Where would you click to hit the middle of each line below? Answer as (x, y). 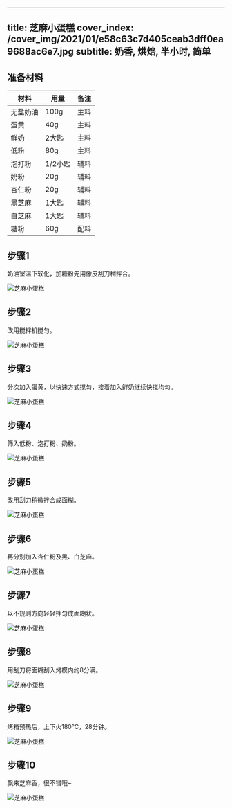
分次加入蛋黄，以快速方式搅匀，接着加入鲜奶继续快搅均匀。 (92, 387)
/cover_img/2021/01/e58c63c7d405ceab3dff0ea (116, 39)
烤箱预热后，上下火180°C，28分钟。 (59, 726)
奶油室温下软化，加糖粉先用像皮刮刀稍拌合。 (71, 273)
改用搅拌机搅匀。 (31, 330)
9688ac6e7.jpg (41, 52)
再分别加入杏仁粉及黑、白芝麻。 (52, 557)
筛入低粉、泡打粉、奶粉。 (43, 443)
